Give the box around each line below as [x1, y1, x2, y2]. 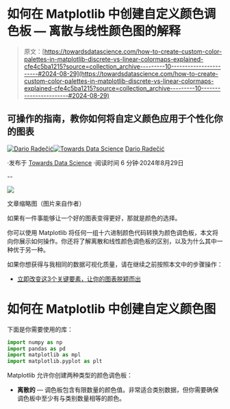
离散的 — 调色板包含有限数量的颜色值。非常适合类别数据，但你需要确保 [16, 386, 219, 394]
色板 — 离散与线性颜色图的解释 [7, 23, 181, 39]
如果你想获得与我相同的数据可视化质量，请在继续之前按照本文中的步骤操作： [7, 260, 223, 268]
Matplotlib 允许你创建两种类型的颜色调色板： [7, 371, 133, 380]
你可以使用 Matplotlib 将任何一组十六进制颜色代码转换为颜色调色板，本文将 [7, 228, 219, 236]
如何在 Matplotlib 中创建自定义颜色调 [7, 6, 216, 22]
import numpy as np [7, 338, 63, 346]
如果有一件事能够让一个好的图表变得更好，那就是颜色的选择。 [7, 214, 181, 222]
